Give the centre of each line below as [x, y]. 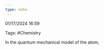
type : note [16, 9]
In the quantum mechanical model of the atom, [52, 42]
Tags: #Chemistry [23, 33]
